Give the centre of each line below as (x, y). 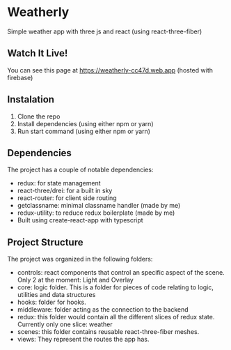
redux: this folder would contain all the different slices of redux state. (116, 317)
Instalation (31, 99)
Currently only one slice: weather (65, 324)
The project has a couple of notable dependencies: (80, 170)
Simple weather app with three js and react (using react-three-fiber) (105, 31)
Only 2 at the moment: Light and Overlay (75, 280)
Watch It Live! (38, 53)
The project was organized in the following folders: (80, 259)
